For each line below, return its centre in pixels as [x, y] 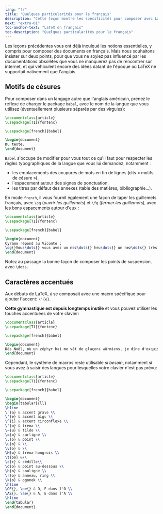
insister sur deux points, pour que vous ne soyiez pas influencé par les [76, 56]
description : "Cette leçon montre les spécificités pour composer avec [79, 18]
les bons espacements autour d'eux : [42, 208]
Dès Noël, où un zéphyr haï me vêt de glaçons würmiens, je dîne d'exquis [82, 349]
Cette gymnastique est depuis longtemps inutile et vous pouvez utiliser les [81, 308]
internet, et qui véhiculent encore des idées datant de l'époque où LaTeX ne [81, 66]
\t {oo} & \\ [16, 457]
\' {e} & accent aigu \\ [29, 417]
